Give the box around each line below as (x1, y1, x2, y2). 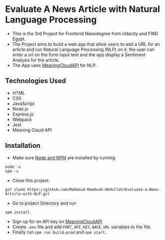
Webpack (12, 116, 32, 122)
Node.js (12, 106, 29, 112)
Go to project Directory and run (12, 200, 76, 206)
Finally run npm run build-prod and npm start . (12, 229, 107, 235)
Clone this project (12, 177, 49, 183)
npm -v (5, 168, 19, 174)
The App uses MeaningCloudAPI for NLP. (12, 62, 97, 68)
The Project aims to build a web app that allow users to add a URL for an (12, 41, 160, 47)
